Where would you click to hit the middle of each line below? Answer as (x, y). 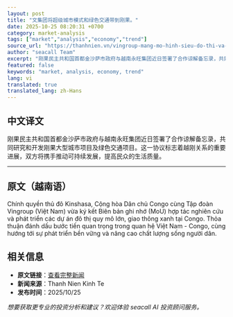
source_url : (24, 46)
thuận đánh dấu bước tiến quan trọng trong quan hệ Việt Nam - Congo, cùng (116, 225)
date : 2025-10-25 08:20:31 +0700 (55, 26)
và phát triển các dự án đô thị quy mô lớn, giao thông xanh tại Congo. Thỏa (114, 219)
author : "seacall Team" (42, 53)
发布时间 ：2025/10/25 (49, 292)
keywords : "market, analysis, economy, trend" (76, 71)
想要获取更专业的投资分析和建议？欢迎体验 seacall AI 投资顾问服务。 (105, 307)
